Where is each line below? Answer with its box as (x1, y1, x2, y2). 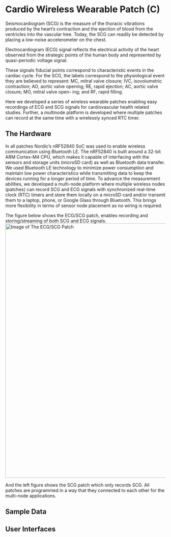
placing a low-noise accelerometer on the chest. (5, 37, 107, 43)
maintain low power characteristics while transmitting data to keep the (5, 170, 153, 176)
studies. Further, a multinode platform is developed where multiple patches (5, 109, 162, 115)
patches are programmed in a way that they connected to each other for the (5, 487, 165, 493)
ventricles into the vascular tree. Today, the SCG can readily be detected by (5, 31, 164, 37)
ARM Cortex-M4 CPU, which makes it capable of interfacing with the (5, 154, 149, 160)
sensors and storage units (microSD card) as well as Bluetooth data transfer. (5, 159, 165, 165)
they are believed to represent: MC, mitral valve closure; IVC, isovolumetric (5, 78, 162, 84)
